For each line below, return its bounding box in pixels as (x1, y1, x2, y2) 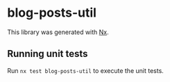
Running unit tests (7, 48, 88, 60)
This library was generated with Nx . (7, 28, 109, 36)
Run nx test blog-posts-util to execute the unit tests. (7, 66, 164, 74)
